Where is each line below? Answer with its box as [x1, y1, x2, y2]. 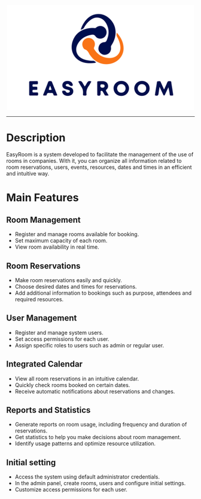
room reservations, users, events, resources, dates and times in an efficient [6, 164, 193, 171]
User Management [6, 313, 77, 323]
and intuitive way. [6, 170, 50, 177]
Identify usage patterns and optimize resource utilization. [14, 440, 156, 447]
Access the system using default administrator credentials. [14, 473, 160, 480]
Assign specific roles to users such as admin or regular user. [14, 341, 165, 349]
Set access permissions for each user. [14, 335, 109, 343]
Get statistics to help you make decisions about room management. [14, 434, 181, 441]
